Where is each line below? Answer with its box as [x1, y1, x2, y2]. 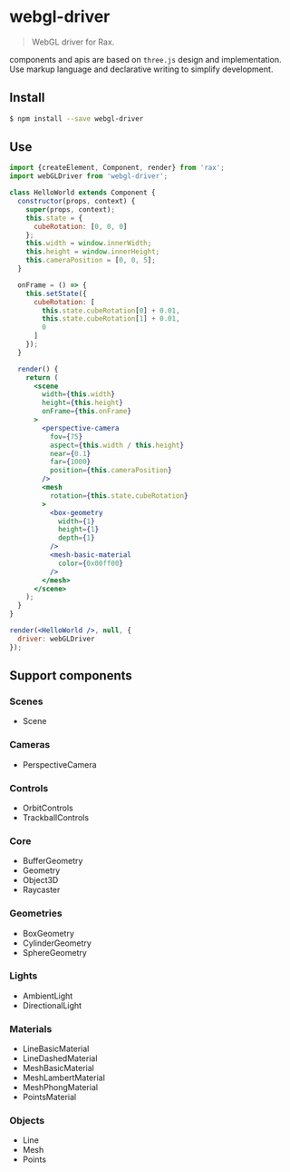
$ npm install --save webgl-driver [9, 114, 144, 124]
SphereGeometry [22, 947, 88, 958]
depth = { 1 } [57, 533, 95, 542]
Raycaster [22, 884, 61, 896]
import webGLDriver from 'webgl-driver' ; [9, 172, 169, 181]
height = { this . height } [42, 398, 124, 408]
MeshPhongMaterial [22, 1082, 98, 1093]
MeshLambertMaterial [22, 1072, 106, 1083]
